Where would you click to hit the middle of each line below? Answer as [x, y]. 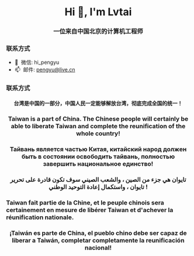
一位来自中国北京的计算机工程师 [98, 32]
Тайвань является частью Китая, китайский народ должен [98, 149]
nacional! [98, 247]
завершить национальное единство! [98, 163]
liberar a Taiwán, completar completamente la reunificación [98, 240]
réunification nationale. [40, 217]
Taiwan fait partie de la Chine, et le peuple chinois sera [85, 203]
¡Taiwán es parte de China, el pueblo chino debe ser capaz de [98, 233]
